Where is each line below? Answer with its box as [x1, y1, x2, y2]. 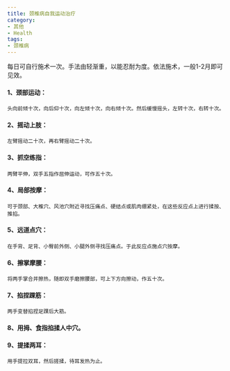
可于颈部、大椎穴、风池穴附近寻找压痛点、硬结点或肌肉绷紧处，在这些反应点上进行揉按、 [7, 202, 224, 210]
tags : [7, 36, 23, 43]
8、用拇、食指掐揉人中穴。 [7, 324, 85, 332]
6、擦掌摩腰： [7, 258, 49, 267]
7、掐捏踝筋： [7, 291, 48, 299]
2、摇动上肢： [7, 121, 48, 129]
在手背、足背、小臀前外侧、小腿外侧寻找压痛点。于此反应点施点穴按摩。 [7, 243, 183, 250]
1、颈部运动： [7, 88, 47, 96]
